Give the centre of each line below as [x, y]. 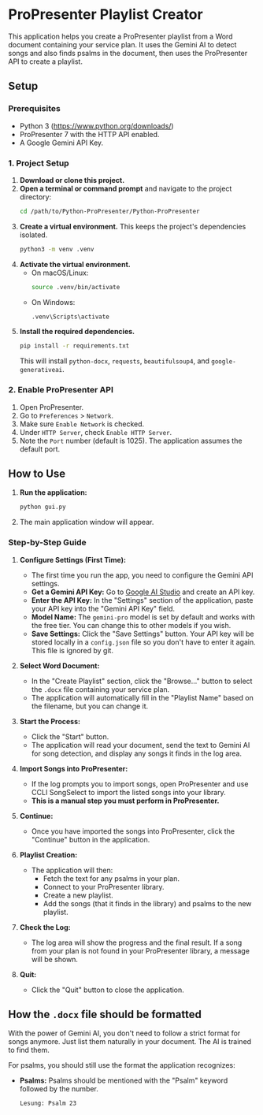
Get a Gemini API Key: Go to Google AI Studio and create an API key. [143, 592]
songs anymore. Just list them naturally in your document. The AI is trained [130, 1042]
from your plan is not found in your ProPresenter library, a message [141, 950]
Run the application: [54, 492]
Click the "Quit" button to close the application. [108, 990]
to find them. [29, 1050]
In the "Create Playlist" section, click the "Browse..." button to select [142, 681]
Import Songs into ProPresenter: [74, 768]
